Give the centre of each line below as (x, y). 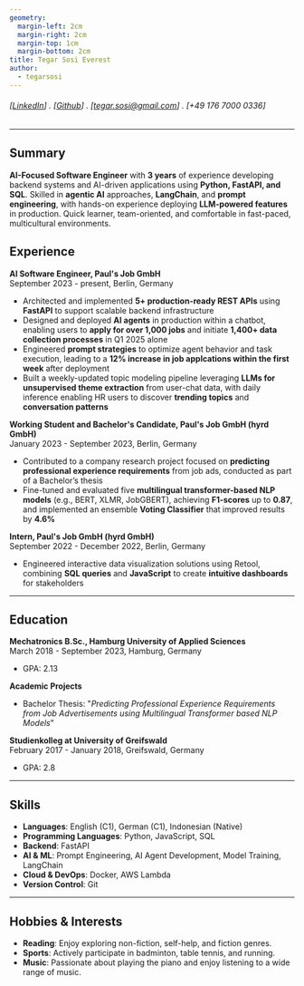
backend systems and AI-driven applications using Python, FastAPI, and (145, 184)
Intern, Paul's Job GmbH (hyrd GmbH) (82, 536)
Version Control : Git (60, 884)
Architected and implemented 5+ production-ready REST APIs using (151, 301)
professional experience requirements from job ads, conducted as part (157, 470)
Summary (38, 154)
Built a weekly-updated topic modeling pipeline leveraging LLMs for (149, 378)
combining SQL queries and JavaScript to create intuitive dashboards (155, 573)
